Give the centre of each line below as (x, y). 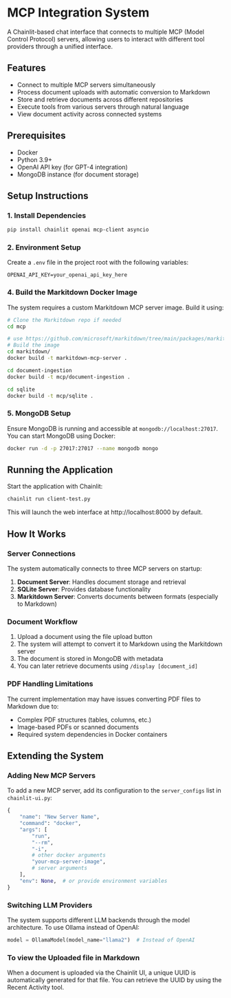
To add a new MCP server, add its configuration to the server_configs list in (114, 791)
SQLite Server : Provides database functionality (84, 589)
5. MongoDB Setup (39, 414)
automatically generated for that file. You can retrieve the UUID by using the (114, 980)
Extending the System (56, 756)
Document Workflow (42, 622)
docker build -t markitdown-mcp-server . (67, 358)
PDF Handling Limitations (50, 684)
